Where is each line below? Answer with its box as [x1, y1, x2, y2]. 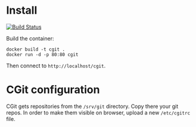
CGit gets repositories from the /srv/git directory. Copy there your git [6, 103, 179, 110]
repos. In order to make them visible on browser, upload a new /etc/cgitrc [6, 109, 191, 116]
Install [6, 4, 38, 17]
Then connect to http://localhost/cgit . [6, 62, 106, 69]
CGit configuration [6, 83, 100, 97]
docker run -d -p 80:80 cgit [6, 51, 79, 57]
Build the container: [6, 35, 54, 42]
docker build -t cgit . [6, 46, 66, 52]
